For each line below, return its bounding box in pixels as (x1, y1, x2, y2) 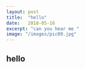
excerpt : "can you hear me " (6, 25, 80, 32)
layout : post (6, 8, 39, 15)
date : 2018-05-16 (6, 20, 55, 26)
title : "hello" (6, 14, 47, 20)
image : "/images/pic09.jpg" (6, 31, 77, 37)
